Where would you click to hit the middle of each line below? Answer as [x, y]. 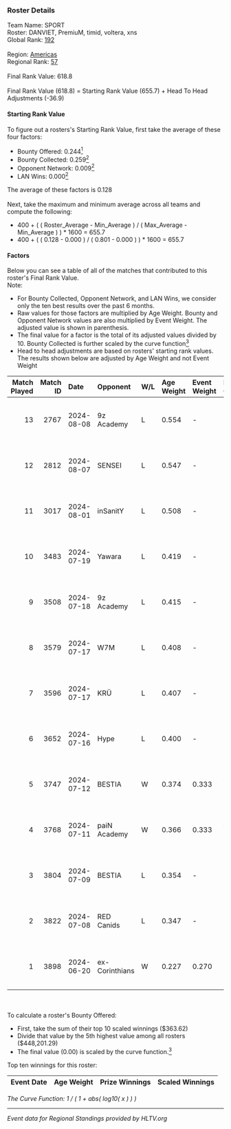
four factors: [25, 137]
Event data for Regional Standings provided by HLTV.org [87, 1118]
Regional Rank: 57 [33, 62]
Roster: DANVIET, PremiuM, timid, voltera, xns [72, 32]
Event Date [29, 1082]
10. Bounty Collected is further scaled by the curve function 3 [103, 343]
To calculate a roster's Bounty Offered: [62, 1015]
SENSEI [109, 465]
